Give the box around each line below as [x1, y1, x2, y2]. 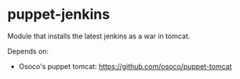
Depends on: [7, 46, 49, 56]
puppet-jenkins [7, 5, 111, 23]
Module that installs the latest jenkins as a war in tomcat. [7, 31, 191, 41]
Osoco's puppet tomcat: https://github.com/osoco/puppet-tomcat [18, 61, 232, 71]
